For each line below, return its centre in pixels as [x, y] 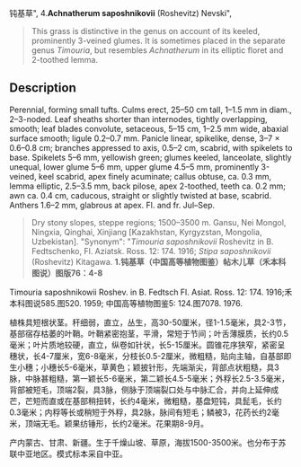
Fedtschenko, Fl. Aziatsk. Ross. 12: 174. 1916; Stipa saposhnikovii [151, 251]
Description [43, 88]
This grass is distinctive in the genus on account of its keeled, [146, 31]
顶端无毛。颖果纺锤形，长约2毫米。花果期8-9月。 [117, 423]
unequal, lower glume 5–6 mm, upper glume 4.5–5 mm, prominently [134, 167]
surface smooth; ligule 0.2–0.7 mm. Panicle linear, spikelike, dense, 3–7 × [145, 138]
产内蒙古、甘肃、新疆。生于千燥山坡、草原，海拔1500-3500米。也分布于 [144, 442]
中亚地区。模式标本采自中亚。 [72, 454]
